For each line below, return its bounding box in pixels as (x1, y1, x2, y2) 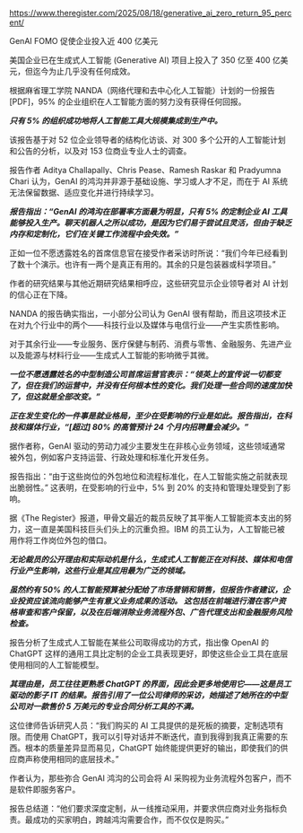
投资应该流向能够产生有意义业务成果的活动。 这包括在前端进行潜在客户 (16, 596, 279, 606)
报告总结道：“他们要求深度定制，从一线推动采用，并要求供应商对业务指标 (9, 803, 281, 813)
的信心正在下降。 (9, 289, 73, 300)
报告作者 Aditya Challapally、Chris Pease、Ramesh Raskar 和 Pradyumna (9, 165, 281, 175)
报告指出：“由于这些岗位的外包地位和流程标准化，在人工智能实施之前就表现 (9, 471, 289, 481)
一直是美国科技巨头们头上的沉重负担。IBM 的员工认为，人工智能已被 (32, 524, 285, 534)
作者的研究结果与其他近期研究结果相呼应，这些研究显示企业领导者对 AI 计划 (9, 278, 289, 288)
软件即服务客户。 (16, 785, 81, 794)
